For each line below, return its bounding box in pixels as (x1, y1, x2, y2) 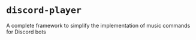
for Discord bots (6, 28, 46, 35)
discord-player (6, 5, 82, 16)
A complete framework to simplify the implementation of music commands (6, 22, 191, 29)
